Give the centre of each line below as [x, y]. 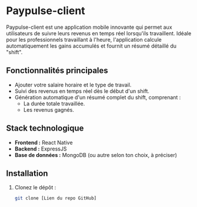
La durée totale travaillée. [54, 103]
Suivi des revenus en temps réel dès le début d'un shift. [82, 91]
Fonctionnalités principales [57, 71]
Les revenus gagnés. [49, 109]
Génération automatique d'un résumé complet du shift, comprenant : [98, 97]
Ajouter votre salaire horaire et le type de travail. [73, 85]
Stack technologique [45, 128]
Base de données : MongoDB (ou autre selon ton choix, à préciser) [96, 155]
